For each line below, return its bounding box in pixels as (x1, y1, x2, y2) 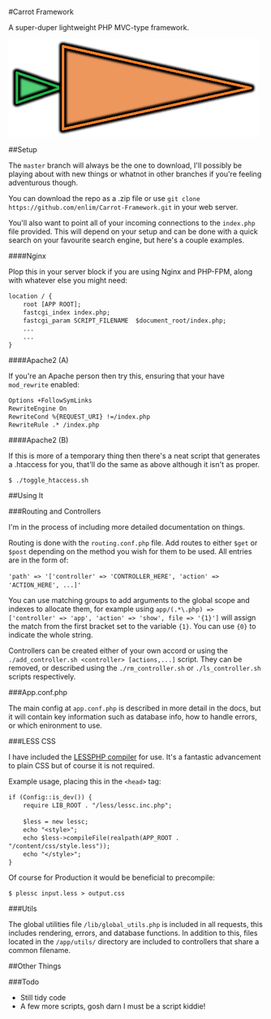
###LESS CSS (8, 737, 57, 746)
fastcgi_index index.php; (23, 308, 111, 317)
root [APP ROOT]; (23, 300, 82, 308)
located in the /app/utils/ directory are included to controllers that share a (8, 937, 260, 947)
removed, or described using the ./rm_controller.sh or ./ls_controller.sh (8, 663, 261, 672)
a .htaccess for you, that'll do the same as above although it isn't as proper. (8, 460, 260, 469)
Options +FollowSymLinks (8, 396, 92, 405)
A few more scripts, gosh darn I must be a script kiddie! (19, 1001, 206, 1011)
